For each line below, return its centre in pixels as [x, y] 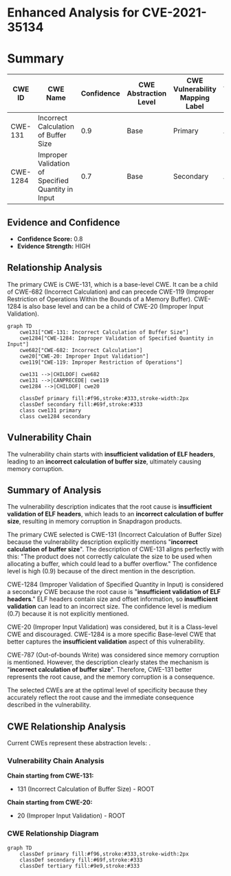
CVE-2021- [175, 13]
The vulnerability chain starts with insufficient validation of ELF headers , [111, 454]
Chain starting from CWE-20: [50, 802]
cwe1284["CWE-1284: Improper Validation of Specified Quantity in [117, 338]
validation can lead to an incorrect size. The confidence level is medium [109, 606]
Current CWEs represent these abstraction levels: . [79, 743]
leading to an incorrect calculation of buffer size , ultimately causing [104, 461]
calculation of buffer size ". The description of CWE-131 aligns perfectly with [115, 549]
